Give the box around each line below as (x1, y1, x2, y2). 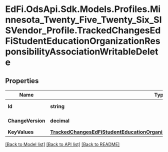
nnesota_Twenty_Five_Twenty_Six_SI (5, 14, 162, 25)
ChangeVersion (7, 117, 45, 124)
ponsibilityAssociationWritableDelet (5, 46, 158, 57)
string (49, 103, 65, 109)
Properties (5, 76, 39, 85)
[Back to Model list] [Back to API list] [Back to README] (5, 141, 120, 147)
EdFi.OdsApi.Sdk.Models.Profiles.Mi (5, 3, 161, 15)
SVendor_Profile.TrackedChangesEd (5, 25, 161, 36)
